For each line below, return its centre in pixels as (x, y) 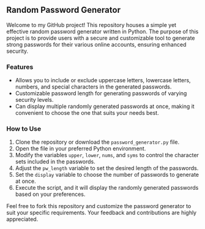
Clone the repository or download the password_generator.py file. (97, 142)
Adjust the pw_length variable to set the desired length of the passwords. (107, 168)
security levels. (34, 100)
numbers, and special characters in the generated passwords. (93, 87)
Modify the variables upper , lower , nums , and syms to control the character (107, 155)
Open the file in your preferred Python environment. (80, 149)
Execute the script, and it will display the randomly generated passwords (107, 188)
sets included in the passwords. (55, 161)
